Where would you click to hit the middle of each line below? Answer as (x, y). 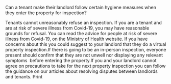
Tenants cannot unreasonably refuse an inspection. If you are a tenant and (83, 23)
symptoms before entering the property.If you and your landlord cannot (81, 60)
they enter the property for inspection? (46, 13)
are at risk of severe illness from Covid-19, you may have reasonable (77, 28)
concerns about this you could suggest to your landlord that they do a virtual (86, 44)
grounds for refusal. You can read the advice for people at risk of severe (81, 33)
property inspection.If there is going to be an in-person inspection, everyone (86, 50)
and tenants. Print (24, 77)
